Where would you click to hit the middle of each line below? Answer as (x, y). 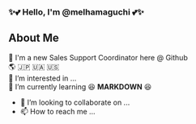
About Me (34, 38)
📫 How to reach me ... (58, 111)
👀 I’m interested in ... (43, 78)
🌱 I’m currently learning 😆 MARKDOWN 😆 (80, 86)
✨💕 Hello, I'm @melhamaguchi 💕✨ (76, 12)
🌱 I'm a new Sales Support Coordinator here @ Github (98, 57)
